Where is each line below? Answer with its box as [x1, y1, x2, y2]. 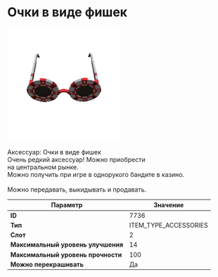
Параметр [51, 201, 83, 209]
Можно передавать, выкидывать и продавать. [7, 185, 146, 194]
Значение [153, 201, 184, 209]
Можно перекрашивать [10, 260, 84, 269]
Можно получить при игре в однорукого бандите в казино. [7, 170, 185, 178]
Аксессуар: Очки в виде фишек [7, 147, 102, 156]
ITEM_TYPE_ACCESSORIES [129, 221, 209, 229]
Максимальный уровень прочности [10, 250, 122, 259]
